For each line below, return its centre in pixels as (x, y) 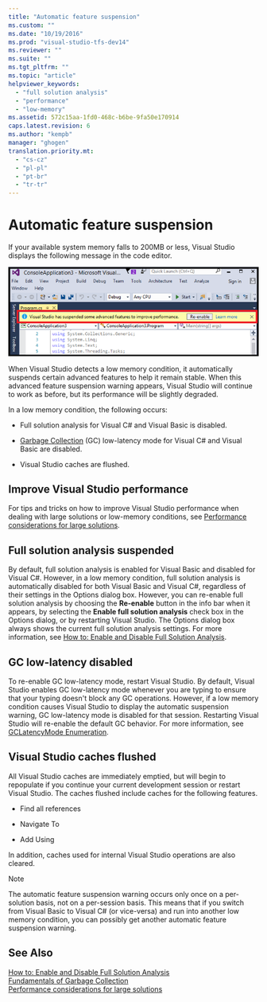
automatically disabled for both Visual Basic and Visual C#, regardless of (127, 587)
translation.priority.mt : (51, 151)
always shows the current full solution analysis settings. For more (115, 629)
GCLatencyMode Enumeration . (58, 732)
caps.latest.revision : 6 (49, 126)
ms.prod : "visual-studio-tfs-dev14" (69, 42)
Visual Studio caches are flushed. (74, 464)
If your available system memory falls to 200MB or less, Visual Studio (122, 248)
